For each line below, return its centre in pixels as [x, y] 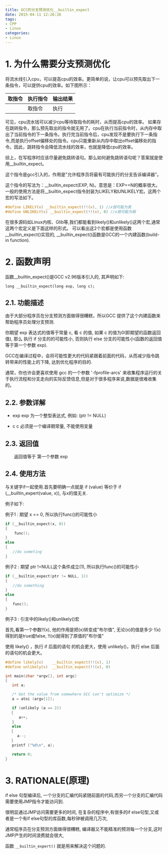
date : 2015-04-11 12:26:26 [33, 15]
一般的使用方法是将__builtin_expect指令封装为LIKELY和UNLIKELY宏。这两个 [83, 191]
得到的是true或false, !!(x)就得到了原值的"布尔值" [54, 636]
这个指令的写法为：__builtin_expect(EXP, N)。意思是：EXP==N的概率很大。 [83, 185]
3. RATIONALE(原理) [47, 781]
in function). [18, 240]
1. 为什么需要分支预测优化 [58, 64]
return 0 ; [22, 754]
